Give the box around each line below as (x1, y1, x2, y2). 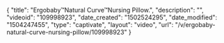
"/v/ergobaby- (175, 21, 216, 28)
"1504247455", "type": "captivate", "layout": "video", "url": (6, 21, 174, 28)
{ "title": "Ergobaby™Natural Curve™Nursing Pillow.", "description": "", (6, 6, 205, 14)
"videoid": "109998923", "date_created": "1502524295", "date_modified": (6, 13, 218, 21)
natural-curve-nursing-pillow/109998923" (6, 28, 127, 36)
